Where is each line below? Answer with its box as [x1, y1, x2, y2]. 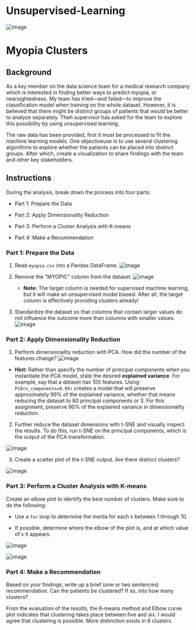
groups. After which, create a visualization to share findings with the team [6, 150, 184, 157]
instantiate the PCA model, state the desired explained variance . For [14, 373, 180, 380]
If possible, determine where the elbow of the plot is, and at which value [14, 524, 189, 531]
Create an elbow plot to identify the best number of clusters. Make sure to [6, 495, 184, 502]
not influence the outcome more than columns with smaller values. [14, 315, 176, 322]
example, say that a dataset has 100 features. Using [14, 378, 139, 385]
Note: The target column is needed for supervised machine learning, [23, 285, 189, 292]
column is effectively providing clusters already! [23, 297, 139, 304]
